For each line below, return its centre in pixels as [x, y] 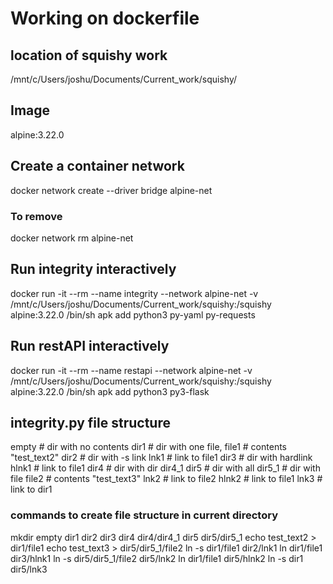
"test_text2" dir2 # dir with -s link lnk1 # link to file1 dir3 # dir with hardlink [161, 458]
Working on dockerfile [105, 18]
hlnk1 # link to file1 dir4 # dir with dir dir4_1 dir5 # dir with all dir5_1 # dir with [165, 468]
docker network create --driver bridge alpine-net [111, 190]
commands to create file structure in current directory [144, 515]
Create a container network [97, 166]
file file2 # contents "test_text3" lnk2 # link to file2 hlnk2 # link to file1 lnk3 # [166, 479]
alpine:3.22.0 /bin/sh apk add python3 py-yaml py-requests [133, 314]
